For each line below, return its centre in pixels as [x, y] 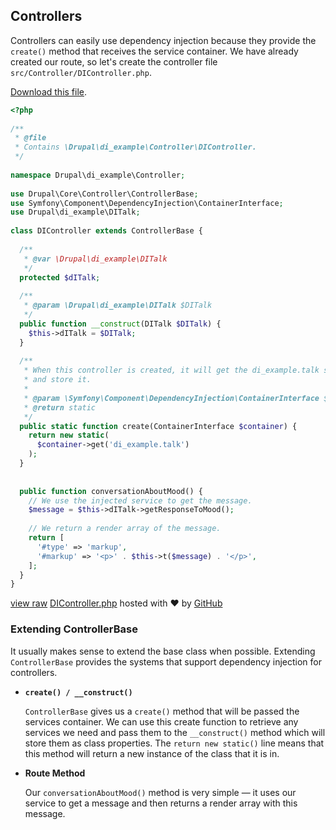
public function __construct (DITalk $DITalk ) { [120, 324]
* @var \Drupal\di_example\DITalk [95, 259]
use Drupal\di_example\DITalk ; [75, 212]
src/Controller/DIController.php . [81, 72]
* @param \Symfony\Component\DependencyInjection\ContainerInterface [171, 398]
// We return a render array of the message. [125, 529]
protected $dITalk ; [60, 277]
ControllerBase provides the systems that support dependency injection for [166, 661]
